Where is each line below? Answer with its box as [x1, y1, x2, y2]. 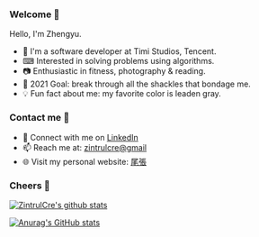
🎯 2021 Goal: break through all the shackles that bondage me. [22, 78, 252, 89]
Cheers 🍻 [9, 179, 51, 192]
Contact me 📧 [9, 112, 70, 124]
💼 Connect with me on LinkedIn [22, 132, 139, 142]
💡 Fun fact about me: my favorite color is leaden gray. [22, 88, 222, 99]
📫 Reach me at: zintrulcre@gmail [22, 141, 147, 152]
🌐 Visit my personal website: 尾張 [22, 156, 147, 167]
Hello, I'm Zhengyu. [9, 29, 83, 40]
